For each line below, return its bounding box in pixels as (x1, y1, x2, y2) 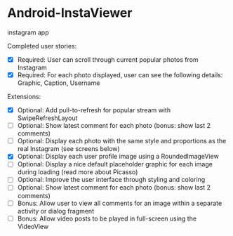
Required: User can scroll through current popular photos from (17, 55, 199, 64)
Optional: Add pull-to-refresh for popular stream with (17, 106, 171, 114)
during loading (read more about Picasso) (17, 168, 138, 176)
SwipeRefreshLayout (17, 114, 78, 122)
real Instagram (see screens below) (17, 145, 121, 153)
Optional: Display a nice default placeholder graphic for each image (17, 160, 213, 169)
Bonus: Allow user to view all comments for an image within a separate (17, 199, 222, 207)
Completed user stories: (7, 41, 77, 50)
